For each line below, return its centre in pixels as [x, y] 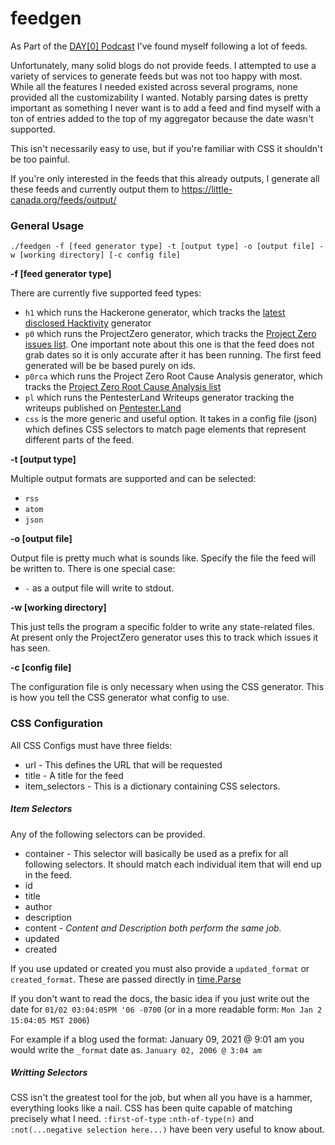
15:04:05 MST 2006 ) [50, 1019]
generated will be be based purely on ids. [110, 366]
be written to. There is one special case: [93, 569]
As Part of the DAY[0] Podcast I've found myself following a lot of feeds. [159, 46]
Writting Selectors [49, 1073]
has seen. [30, 648]
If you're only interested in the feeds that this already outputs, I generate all [165, 178]
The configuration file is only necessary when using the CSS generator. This [167, 687]
